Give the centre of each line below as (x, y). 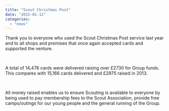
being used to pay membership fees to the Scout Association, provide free (82, 98)
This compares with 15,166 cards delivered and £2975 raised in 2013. (76, 73)
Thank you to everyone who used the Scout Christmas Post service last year (84, 38)
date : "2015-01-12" (26, 14)
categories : (18, 19)
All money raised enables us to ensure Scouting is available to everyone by (83, 92)
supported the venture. (29, 48)
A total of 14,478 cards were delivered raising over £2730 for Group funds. (82, 68)
